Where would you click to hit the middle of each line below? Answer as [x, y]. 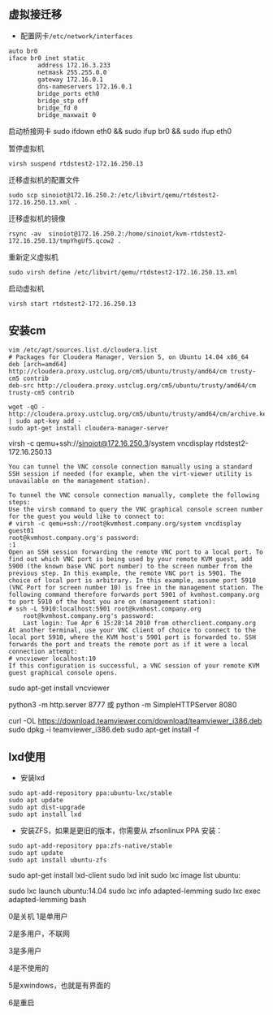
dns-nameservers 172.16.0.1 [85, 86]
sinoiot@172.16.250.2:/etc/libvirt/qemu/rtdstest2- [130, 195]
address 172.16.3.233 [74, 65]
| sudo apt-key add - [45, 421]
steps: [19, 502]
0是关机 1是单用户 [38, 917]
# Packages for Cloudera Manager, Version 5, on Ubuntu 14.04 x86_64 [129, 357]
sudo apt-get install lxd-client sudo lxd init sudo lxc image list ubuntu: [125, 875]
